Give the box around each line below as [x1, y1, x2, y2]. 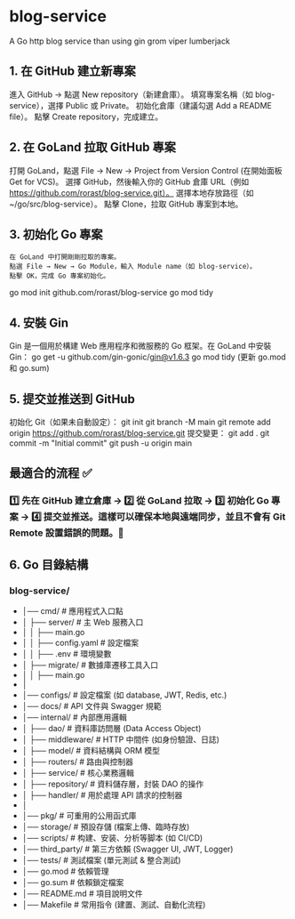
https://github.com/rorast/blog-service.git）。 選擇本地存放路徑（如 [9, 187, 254, 198]
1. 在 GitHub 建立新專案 [9, 64, 136, 79]
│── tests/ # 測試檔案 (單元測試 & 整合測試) [21, 855, 181, 865]
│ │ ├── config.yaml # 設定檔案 [21, 638, 140, 648]
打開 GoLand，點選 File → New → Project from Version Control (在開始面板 [9, 165, 283, 175]
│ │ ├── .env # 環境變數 [21, 649, 112, 659]
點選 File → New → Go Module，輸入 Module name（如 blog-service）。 [9, 262, 257, 271]
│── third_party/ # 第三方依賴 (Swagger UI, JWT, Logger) [21, 843, 234, 854]
